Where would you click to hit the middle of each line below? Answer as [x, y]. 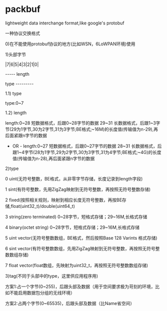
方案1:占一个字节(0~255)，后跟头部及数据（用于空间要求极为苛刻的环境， [80, 286]
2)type [12, 168]
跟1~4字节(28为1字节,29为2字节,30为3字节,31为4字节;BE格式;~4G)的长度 [87, 152]
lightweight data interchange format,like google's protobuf [65, 23]
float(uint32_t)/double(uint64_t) [43, 206]
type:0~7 [14, 103]
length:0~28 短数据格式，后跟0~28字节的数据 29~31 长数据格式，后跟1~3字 [83, 123]
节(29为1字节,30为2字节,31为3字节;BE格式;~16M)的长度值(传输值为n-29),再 [82, 129]
